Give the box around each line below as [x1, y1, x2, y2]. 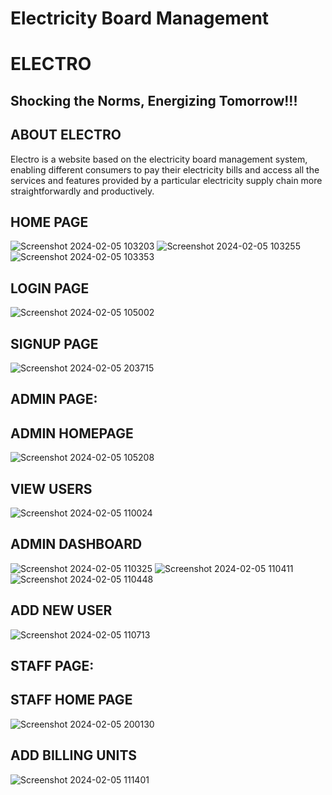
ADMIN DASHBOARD [10, 536, 143, 553]
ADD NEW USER [10, 602, 113, 619]
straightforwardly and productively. [10, 185, 155, 197]
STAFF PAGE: [10, 658, 95, 675]
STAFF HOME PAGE [10, 692, 133, 709]
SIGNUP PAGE [10, 335, 99, 352]
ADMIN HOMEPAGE [10, 425, 134, 442]
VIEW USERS [10, 480, 93, 497]
